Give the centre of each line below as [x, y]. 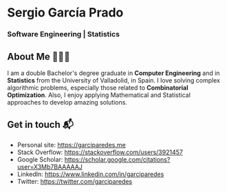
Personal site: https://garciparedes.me [71, 145]
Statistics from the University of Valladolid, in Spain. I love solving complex [113, 80]
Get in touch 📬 [40, 125]
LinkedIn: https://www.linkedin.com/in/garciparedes [90, 174]
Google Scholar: [40, 159]
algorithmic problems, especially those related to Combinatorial [98, 87]
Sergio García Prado [65, 13]
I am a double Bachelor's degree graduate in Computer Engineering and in [113, 73]
